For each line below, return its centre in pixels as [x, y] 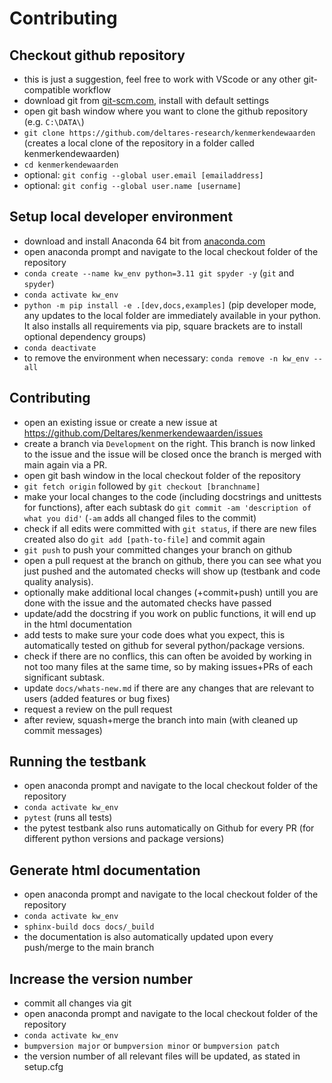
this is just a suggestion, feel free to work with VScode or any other [162, 79]
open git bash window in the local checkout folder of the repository [162, 475]
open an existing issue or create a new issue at [120, 422]
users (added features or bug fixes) [97, 698]
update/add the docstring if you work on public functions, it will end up [170, 613]
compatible [47, 90]
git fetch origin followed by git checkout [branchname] [142, 486]
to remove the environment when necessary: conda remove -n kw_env [166, 358]
